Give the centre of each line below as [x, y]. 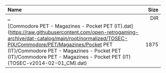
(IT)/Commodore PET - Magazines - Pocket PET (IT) [69, 57]
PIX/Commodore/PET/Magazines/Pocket [55, 45]
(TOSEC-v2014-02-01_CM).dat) [47, 63]
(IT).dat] [124, 26]
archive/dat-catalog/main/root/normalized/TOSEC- [68, 38]
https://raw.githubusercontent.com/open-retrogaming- [74, 32]
